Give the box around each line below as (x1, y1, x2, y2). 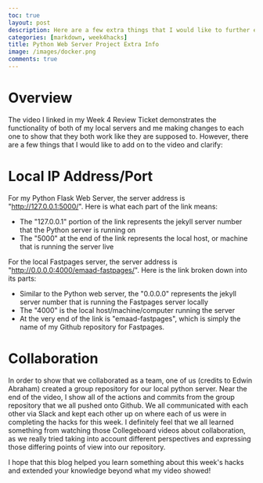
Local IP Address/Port (8, 168, 153, 185)
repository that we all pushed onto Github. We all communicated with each (8, 401, 249, 410)
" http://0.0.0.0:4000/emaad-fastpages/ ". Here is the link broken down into (8, 265, 248, 274)
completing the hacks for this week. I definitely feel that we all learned (8, 417, 234, 427)
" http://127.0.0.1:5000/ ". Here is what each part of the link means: (8, 202, 218, 211)
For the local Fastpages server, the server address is (8, 256, 178, 267)
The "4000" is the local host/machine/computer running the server (19, 305, 236, 314)
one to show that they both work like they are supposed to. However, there (8, 131, 249, 141)
